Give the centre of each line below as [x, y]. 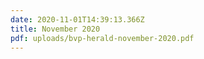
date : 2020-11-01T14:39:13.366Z [77, 19]
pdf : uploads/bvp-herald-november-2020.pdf [102, 38]
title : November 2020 [55, 29]
